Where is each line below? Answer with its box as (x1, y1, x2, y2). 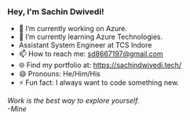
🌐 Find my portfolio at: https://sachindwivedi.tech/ (18, 61, 182, 70)
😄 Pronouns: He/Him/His (18, 69, 101, 79)
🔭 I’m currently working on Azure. (18, 24, 127, 34)
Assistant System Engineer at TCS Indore (18, 41, 152, 50)
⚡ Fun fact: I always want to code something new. (18, 78, 180, 87)
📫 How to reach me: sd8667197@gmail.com (18, 49, 163, 58)
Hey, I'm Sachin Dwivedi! (7, 6, 104, 17)
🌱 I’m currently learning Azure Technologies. (18, 32, 163, 41)
